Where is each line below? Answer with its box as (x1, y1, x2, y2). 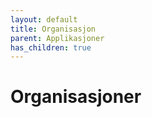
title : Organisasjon (10, 24, 97, 34)
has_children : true (10, 42, 92, 53)
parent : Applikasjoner (10, 33, 105, 43)
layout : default (10, 14, 78, 25)
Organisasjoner (10, 86, 142, 108)
